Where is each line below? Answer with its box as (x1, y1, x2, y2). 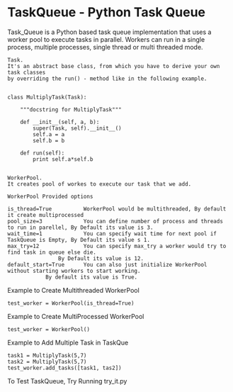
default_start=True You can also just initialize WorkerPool (7, 261, 208, 268)
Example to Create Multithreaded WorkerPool (7, 286, 140, 294)
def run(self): (20, 150, 65, 157)
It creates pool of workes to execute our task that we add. (7, 180, 192, 188)
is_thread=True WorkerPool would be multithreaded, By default (7, 205, 227, 213)
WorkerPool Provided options (7, 193, 93, 200)
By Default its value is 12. (57, 254, 144, 262)
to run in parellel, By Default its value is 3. (7, 224, 154, 231)
